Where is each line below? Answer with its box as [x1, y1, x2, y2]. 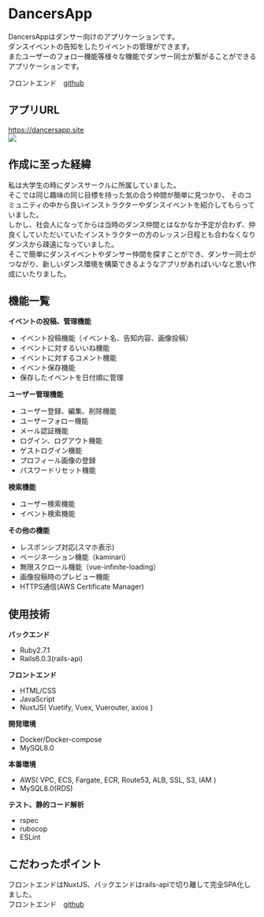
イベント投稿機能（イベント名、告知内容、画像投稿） [19, 333, 193, 343]
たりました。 [28, 269, 71, 279]
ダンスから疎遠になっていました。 [8, 239, 119, 249]
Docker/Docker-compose [19, 735, 102, 744]
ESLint [19, 833, 41, 842]
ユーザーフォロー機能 [19, 416, 89, 426]
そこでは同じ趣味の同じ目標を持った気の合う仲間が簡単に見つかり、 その [8, 190, 245, 200]
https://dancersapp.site [8, 125, 84, 134]
